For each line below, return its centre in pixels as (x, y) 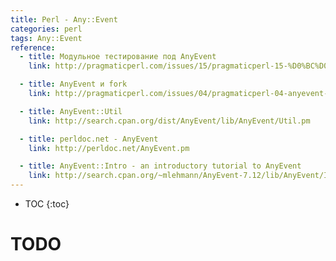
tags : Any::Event (46, 38)
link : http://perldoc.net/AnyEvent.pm (109, 148)
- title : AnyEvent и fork (73, 84)
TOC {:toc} (47, 204)
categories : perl (46, 29)
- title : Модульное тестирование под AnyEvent (118, 57)
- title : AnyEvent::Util (71, 111)
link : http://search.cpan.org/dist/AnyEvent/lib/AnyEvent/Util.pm (169, 121)
